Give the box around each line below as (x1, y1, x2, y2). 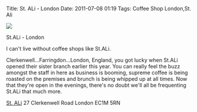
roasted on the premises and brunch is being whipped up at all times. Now (6, 75, 188, 82)
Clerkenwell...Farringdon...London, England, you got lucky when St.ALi (6, 57, 179, 64)
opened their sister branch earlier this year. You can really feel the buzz (6, 63, 180, 70)
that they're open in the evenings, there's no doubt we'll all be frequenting (6, 82, 186, 88)
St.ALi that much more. (6, 88, 62, 95)
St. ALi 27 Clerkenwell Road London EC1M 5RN (6, 100, 121, 106)
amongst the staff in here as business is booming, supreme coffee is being (6, 69, 188, 76)
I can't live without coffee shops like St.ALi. (6, 45, 111, 52)
